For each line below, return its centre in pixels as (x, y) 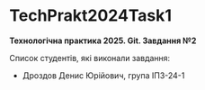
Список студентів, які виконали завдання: (90, 58)
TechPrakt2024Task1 (91, 16)
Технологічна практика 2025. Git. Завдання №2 (103, 40)
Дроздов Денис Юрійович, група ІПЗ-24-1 (103, 75)
